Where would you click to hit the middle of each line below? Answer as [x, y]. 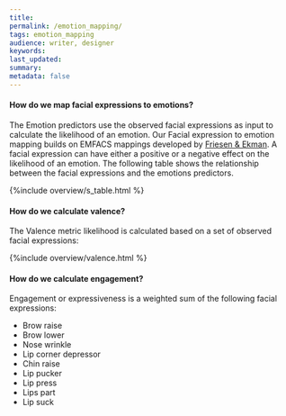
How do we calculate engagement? [76, 278]
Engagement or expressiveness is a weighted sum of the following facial [143, 299]
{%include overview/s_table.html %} [77, 190]
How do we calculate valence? [67, 211]
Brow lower [43, 335]
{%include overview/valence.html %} [78, 258]
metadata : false [40, 77]
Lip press [40, 383]
